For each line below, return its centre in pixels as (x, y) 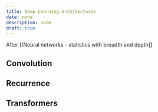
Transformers (32, 103)
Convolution (29, 63)
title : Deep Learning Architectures (51, 11)
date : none (19, 17)
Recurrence (28, 83)
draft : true (21, 28)
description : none (29, 22)
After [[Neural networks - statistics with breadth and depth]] (79, 45)
